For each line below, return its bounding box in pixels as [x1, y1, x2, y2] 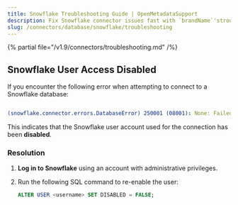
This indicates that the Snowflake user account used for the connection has [7, 123, 228, 131]
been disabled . [7, 131, 52, 139]
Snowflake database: [7, 90, 69, 99]
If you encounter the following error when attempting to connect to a [7, 82, 208, 91]
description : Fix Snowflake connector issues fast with [7, 17, 176, 24]
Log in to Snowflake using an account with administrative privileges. [17, 164, 218, 172]
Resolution [7, 148, 45, 157]
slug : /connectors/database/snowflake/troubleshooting [7, 23, 173, 31]
